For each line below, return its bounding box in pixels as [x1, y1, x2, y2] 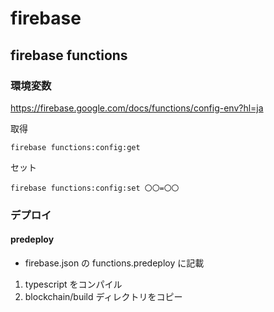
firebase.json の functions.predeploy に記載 [24, 257, 205, 269]
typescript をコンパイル [24, 278, 123, 290]
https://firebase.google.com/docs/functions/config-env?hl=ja [10, 102, 264, 114]
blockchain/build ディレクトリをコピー [24, 291, 183, 302]
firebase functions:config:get [10, 142, 141, 152]
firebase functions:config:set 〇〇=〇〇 [10, 183, 180, 193]
